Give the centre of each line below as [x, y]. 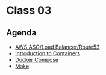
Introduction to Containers [47, 53]
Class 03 [29, 10]
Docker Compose [37, 60]
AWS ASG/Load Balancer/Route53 [57, 47]
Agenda [21, 33]
